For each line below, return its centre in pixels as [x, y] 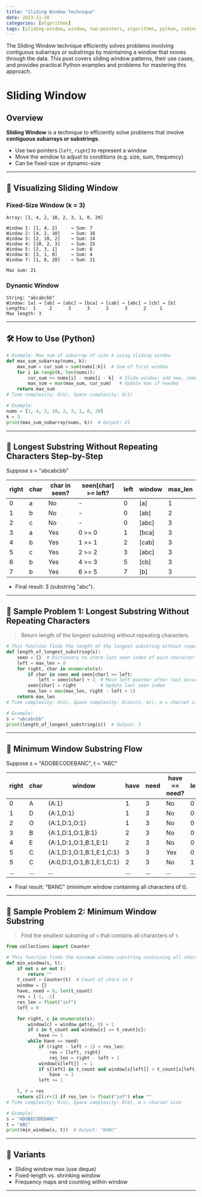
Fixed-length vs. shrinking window [58, 1175]
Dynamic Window [32, 285]
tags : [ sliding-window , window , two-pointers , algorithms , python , [93, 29]
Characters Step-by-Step [55, 456]
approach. [19, 71]
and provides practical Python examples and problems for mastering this [96, 65]
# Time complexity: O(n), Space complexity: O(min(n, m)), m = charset [98, 702]
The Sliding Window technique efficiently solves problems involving [90, 46]
